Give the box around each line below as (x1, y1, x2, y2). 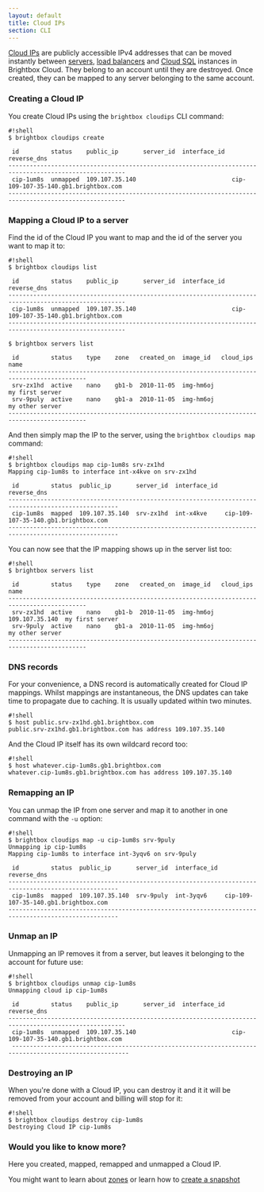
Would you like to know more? (8, 1141, 127, 1152)
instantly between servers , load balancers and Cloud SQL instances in (8, 56, 238, 66)
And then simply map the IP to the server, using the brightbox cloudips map (8, 430, 255, 439)
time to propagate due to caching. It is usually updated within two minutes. (8, 696, 252, 706)
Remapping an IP (8, 787, 75, 798)
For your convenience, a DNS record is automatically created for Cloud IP (8, 680, 248, 689)
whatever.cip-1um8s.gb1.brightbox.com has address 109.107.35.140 (8, 769, 232, 777)
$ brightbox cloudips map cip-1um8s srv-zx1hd (8, 461, 165, 469)
